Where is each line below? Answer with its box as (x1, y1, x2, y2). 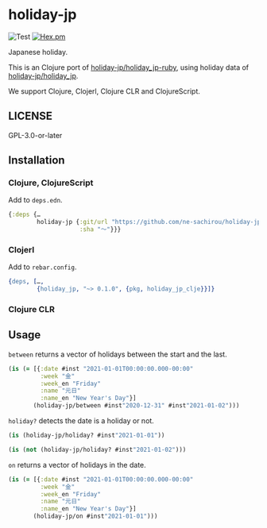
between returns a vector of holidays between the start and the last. (8, 349, 228, 359)
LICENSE (8, 110, 53, 123)
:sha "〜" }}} (79, 225, 122, 233)
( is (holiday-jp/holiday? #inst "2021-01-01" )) (8, 431, 165, 440)
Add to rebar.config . (8, 262, 77, 272)
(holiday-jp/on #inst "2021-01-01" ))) (33, 512, 158, 521)
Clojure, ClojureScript (8, 177, 94, 188)
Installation (8, 153, 65, 168)
